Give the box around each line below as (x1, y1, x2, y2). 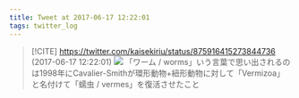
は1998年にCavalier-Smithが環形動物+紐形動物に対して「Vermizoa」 (30, 68, 285, 78)
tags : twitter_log (9, 21, 78, 30)
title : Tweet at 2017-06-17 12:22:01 (9, 12, 150, 22)
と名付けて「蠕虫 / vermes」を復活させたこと (30, 78, 200, 89)
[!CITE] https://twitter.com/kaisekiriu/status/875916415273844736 (30, 45, 276, 56)
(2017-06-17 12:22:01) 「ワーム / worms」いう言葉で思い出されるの (30, 56, 291, 67)
